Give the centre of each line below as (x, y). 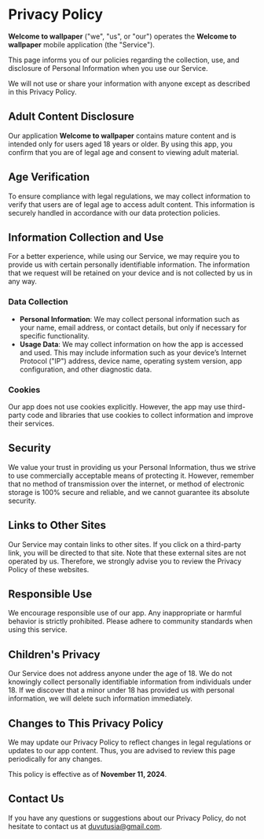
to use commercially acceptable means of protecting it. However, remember (131, 475)
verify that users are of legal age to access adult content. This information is (132, 204)
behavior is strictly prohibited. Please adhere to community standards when (130, 621)
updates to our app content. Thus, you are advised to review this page (122, 751)
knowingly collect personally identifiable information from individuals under (130, 682)
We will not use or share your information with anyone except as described (129, 83)
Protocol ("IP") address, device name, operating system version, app (130, 360)
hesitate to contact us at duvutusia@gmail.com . (85, 826)
